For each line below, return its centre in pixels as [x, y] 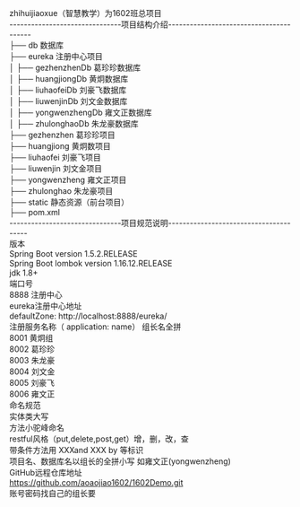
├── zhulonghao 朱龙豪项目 [61, 191]
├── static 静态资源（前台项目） [69, 202]
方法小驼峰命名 [37, 428]
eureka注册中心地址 [46, 306]
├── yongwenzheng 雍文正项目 [68, 179]
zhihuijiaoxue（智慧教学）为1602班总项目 [86, 13]
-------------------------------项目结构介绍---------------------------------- [150, 24]
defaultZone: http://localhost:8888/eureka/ [88, 316]
